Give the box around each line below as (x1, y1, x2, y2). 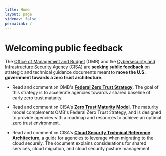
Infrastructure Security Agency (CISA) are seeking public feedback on (5, 64, 150, 70)
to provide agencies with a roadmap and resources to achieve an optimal (12, 115, 161, 121)
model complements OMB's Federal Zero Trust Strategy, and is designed (12, 109, 161, 115)
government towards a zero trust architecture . (5, 75, 103, 81)
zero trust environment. (12, 120, 60, 126)
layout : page (5, 12, 32, 17)
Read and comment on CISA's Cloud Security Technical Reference (12, 130, 150, 136)
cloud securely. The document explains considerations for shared (12, 140, 147, 146)
